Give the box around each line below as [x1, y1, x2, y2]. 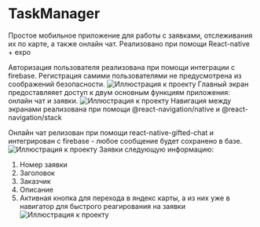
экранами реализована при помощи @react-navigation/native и [8, 104, 221, 114]
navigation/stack [8, 112, 62, 122]
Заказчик [19, 176, 51, 185]
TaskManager [8, 5, 101, 23]
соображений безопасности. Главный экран [8, 79, 249, 89]
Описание [19, 185, 53, 194]
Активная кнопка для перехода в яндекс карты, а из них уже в [19, 193, 230, 203]
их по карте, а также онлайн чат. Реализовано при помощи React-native [8, 38, 250, 48]
